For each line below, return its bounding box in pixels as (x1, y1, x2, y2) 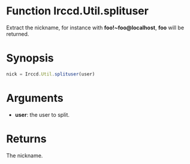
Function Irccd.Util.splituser (6, 4, 149, 18)
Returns (6, 132, 47, 145)
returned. (6, 30, 29, 37)
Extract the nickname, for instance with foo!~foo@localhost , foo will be (6, 24, 185, 31)
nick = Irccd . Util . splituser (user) (6, 71, 95, 77)
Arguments (6, 91, 64, 105)
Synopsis (6, 51, 54, 65)
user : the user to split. (14, 111, 70, 118)
